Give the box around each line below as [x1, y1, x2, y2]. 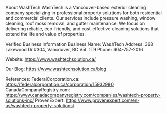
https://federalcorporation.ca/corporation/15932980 [5, 81, 114, 87]
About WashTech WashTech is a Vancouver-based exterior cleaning [5, 5, 146, 10]
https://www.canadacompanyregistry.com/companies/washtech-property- [5, 92, 161, 98]
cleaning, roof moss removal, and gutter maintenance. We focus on [5, 20, 145, 26]
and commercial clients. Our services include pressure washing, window [5, 15, 156, 21]
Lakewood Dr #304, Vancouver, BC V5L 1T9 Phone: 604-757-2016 [5, 47, 143, 52]
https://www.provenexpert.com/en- [65, 97, 140, 103]
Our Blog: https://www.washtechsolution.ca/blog [5, 66, 107, 72]
